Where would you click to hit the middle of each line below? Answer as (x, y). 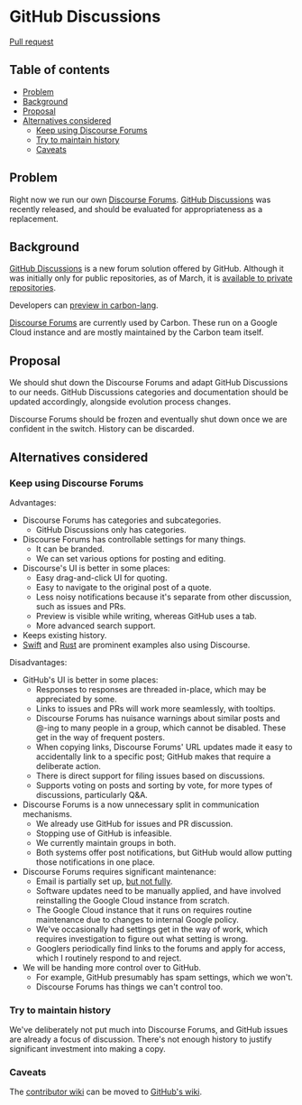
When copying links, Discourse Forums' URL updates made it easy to (164, 747)
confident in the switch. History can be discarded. (102, 429)
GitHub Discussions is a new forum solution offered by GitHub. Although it (146, 269)
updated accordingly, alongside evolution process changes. (120, 402)
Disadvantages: (38, 662)
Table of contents (59, 70)
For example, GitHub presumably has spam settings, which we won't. (164, 977)
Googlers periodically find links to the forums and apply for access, (160, 948)
